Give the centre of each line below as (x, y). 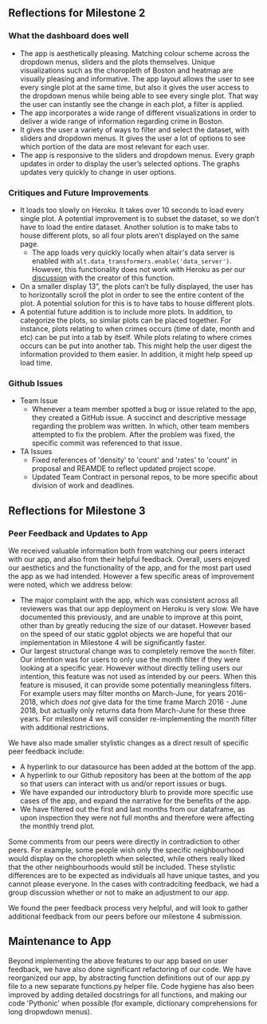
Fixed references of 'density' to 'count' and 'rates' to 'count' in (134, 460)
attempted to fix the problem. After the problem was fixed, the (133, 435)
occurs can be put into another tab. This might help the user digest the (136, 346)
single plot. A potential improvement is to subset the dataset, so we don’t (139, 218)
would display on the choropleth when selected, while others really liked (127, 858)
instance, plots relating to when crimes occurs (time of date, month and (137, 328)
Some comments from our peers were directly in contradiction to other (124, 841)
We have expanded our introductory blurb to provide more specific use (136, 792)
